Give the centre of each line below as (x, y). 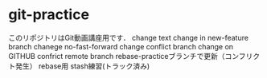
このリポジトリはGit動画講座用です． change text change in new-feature (129, 37)
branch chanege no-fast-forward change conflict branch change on (121, 46)
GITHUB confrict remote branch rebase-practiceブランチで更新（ (117, 56)
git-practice (49, 15)
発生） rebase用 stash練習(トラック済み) (82, 66)
